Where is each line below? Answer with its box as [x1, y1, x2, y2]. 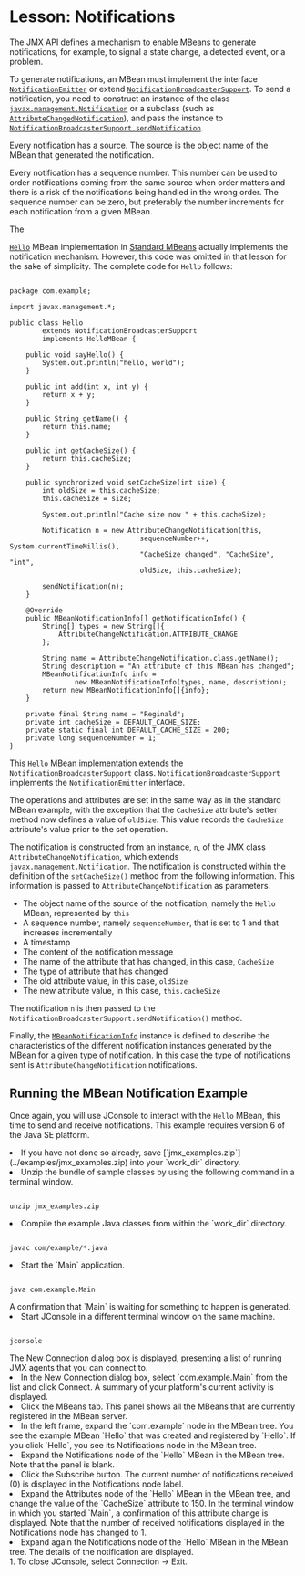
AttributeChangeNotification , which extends [9, 851, 179, 861]
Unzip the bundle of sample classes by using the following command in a [21, 1166, 295, 1177]
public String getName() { [25, 413, 128, 423]
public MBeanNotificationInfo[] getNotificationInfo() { [25, 613, 247, 622]
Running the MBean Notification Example [9, 1086, 248, 1101]
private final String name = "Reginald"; [25, 709, 185, 718]
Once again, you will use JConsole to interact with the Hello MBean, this [9, 1110, 280, 1121]
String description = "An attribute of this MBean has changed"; [42, 662, 296, 671]
